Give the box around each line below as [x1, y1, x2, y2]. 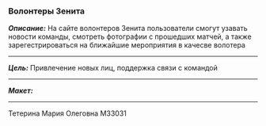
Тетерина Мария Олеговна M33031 [8, 109, 127, 118]
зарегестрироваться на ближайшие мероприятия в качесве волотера [8, 40, 245, 50]
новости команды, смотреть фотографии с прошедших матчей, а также [8, 32, 252, 41]
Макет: [8, 86, 33, 96]
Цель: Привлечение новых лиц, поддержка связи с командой [8, 63, 218, 73]
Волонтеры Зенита [8, 6, 85, 17]
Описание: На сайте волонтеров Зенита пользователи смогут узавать [8, 24, 248, 33]
